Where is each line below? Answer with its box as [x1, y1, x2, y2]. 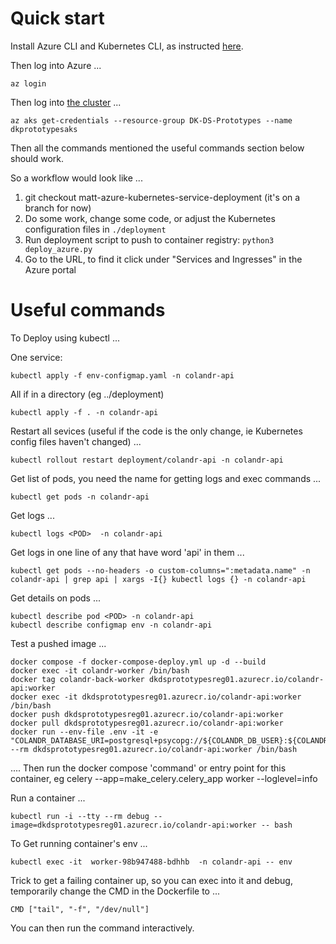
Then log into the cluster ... [10, 96, 122, 108]
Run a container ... [10, 792, 86, 804]
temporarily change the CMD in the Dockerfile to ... [10, 885, 221, 897]
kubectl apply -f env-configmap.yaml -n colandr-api [10, 370, 235, 381]
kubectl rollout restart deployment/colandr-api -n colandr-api [10, 455, 284, 465]
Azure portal [24, 263, 77, 276]
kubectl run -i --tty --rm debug [10, 811, 150, 821]
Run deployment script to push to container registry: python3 [24, 233, 275, 246]
